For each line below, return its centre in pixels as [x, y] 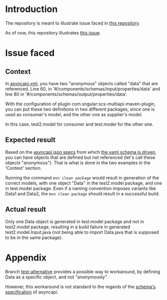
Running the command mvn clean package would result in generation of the [82, 178]
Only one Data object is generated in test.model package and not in [74, 221]
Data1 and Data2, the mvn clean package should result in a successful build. [82, 193]
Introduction [31, 9]
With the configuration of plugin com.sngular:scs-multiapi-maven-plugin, [80, 104]
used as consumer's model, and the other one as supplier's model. [74, 114]
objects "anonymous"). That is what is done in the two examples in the [78, 163]
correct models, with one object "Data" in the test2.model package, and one [84, 183]
